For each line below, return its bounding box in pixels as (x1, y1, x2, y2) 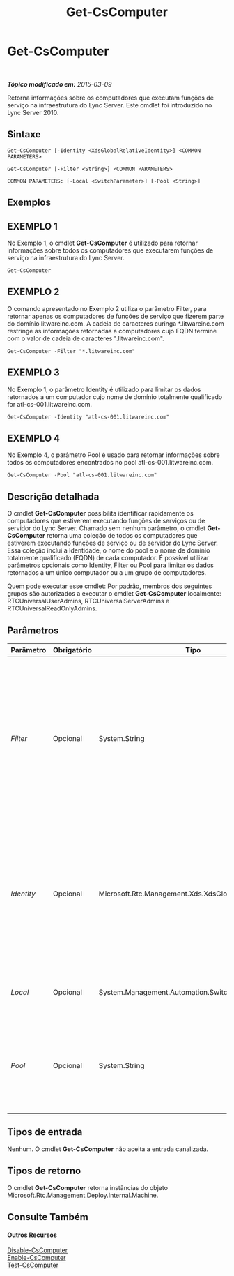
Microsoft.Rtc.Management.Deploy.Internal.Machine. (7, 1191, 159, 1199)
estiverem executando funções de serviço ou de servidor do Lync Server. (7, 539, 218, 548)
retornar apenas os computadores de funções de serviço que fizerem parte (7, 312, 224, 320)
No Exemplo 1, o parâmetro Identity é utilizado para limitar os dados (7, 385, 201, 393)
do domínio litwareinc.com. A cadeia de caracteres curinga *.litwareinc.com (7, 319, 224, 328)
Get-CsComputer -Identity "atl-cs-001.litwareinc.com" (7, 413, 170, 421)
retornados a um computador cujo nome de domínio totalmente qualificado (7, 392, 223, 401)
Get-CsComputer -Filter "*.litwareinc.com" (7, 347, 136, 354)
